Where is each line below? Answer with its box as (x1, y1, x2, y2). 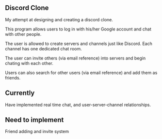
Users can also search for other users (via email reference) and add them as (5, 70, 158, 76)
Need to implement (5, 116, 64, 124)
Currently (5, 89, 35, 97)
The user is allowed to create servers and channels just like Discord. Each (5, 41, 153, 46)
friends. (5, 75, 21, 80)
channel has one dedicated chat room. (5, 46, 82, 51)
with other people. (5, 31, 42, 37)
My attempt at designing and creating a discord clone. (5, 16, 113, 22)
